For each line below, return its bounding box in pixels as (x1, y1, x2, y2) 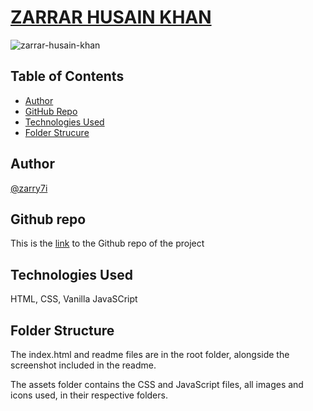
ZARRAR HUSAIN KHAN (10, 6, 212, 29)
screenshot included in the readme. (10, 359, 157, 371)
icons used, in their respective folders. (10, 389, 168, 401)
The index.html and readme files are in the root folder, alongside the (10, 349, 290, 360)
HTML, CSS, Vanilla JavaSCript (10, 293, 138, 305)
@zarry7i (10, 182, 48, 194)
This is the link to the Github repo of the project (10, 237, 205, 250)
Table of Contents (10, 68, 125, 85)
